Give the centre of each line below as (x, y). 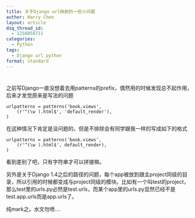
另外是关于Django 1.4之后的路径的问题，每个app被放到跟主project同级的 (94, 174)
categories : (21, 39)
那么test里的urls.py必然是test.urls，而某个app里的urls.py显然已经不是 (91, 189)
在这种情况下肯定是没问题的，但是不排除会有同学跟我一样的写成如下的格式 (97, 128)
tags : (13, 50)
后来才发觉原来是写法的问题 (40, 95)
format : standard (27, 61)
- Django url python (37, 56)
